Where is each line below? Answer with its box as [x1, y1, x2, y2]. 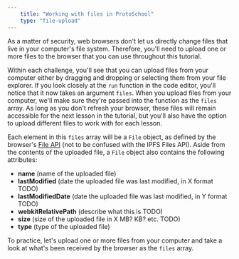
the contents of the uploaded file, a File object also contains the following [7, 148, 225, 156]
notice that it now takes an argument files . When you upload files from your [7, 88, 232, 97]
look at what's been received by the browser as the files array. [7, 243, 194, 252]
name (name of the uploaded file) [17, 169, 117, 178]
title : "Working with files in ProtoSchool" [20, 10, 154, 18]
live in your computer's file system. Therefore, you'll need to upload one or [7, 44, 226, 53]
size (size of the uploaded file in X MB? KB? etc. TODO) [17, 215, 181, 223]
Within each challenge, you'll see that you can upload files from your [7, 66, 208, 74]
